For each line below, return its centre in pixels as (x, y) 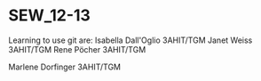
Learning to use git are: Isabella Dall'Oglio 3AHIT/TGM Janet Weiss (130, 40)
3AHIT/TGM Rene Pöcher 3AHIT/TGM (77, 49)
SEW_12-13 (49, 16)
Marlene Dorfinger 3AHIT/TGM (65, 67)
